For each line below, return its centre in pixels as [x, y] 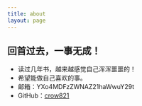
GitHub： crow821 [43, 95]
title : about [27, 14]
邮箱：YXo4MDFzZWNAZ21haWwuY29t [76, 87]
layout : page [27, 20]
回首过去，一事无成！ [54, 51]
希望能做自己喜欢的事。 [52, 78]
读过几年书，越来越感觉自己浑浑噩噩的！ [77, 69]
